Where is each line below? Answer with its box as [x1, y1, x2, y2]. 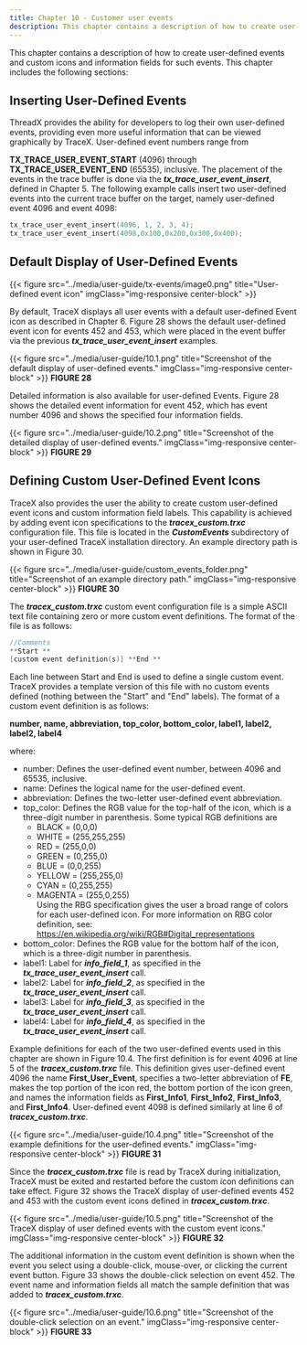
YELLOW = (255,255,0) [36, 870, 123, 881]
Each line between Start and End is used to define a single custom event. [9, 671, 284, 682]
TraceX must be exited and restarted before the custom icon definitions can [9, 1176, 294, 1187]
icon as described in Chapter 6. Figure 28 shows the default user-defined [9, 315, 286, 326]
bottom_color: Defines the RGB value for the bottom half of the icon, [22, 938, 279, 949]
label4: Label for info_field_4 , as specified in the [22, 1016, 206, 1027]
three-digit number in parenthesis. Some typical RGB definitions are [22, 812, 278, 823]
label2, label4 [9, 728, 62, 739]
